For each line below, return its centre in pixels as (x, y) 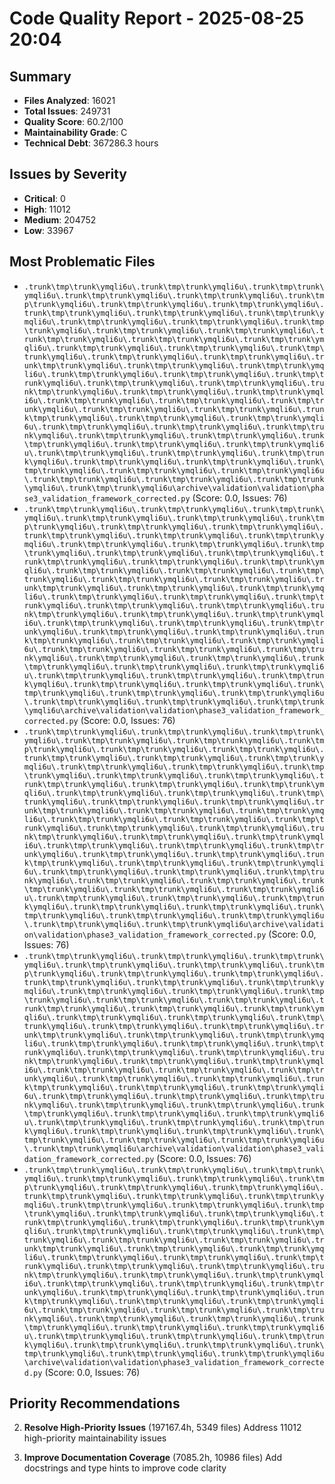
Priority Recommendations (95, 1403)
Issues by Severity (68, 174)
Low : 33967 (48, 230)
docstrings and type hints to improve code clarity (125, 1468)
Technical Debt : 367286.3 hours (91, 143)
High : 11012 (47, 209)
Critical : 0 (44, 198)
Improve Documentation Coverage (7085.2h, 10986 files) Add (152, 1458)
